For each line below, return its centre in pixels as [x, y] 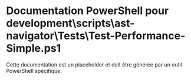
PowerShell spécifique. [34, 71]
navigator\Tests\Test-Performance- [96, 36]
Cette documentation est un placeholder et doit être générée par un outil [94, 64]
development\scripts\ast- [70, 23]
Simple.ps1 [34, 49]
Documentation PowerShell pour [88, 11]
